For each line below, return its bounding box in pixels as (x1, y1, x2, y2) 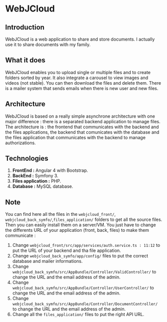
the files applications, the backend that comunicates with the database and (5, 129, 160, 135)
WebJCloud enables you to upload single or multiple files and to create (5, 69, 151, 75)
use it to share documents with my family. (5, 42, 91, 48)
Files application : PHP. (12, 178, 61, 184)
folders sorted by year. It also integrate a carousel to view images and (5, 75, 149, 81)
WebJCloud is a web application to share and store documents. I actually (5, 36, 155, 42)
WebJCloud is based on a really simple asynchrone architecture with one (5, 113, 156, 119)
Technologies (5, 154, 49, 163)
